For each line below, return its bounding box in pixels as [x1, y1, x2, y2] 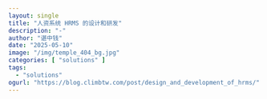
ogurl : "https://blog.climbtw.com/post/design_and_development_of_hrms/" [8, 78, 261, 86]
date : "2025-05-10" [8, 42, 74, 49]
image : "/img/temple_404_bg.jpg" [8, 49, 120, 57]
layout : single [8, 11, 59, 20]
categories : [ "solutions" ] [8, 57, 106, 65]
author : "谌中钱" [8, 34, 63, 42]
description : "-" [8, 26, 67, 34]
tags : [8, 64, 26, 72]
